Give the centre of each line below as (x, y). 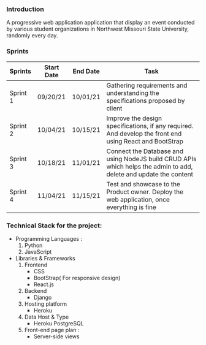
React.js (44, 284)
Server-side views (56, 336)
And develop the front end (144, 134)
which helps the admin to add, (150, 166)
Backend (36, 290)
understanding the (133, 93)
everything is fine (131, 207)
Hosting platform (46, 304)
